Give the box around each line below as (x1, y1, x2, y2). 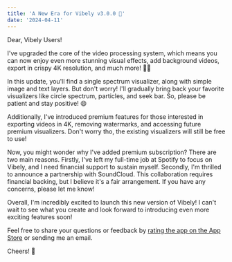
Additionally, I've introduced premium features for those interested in (7, 112, 204, 121)
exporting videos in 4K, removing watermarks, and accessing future (7, 120, 202, 128)
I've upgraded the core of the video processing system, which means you (7, 49, 217, 57)
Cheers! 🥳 (7, 247, 36, 255)
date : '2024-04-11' (7, 17, 64, 24)
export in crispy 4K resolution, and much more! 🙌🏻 (7, 64, 151, 72)
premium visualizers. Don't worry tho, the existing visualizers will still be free (7, 127, 226, 135)
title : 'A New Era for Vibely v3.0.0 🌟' (7, 10, 126, 17)
